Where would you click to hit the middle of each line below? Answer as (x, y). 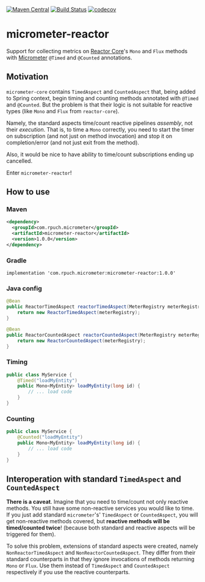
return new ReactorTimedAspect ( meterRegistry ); (79, 313)
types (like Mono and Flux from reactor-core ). (63, 111)
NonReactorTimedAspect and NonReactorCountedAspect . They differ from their (101, 553)
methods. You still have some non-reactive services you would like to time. (100, 509)
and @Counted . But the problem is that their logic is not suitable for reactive (99, 105)
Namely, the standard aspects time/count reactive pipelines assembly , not (100, 123)
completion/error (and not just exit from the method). (73, 142)
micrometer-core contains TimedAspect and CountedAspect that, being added (101, 91)
